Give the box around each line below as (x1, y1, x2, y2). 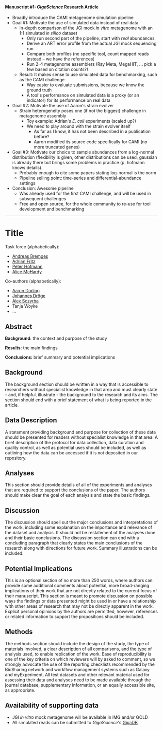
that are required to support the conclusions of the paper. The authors (5, 487, 146, 493)
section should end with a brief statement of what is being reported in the (5, 397, 152, 403)
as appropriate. (5, 687, 35, 693)
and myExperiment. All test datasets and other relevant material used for (5, 672, 150, 677)
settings (19, 180, 35, 186)
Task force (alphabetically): (5, 244, 60, 250)
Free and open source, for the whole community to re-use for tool (19, 201, 151, 207)
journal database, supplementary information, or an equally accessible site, (5, 682, 155, 688)
